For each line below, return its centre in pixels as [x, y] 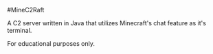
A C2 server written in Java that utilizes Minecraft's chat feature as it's [106, 23]
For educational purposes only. [51, 43]
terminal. [20, 30]
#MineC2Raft [26, 10]
